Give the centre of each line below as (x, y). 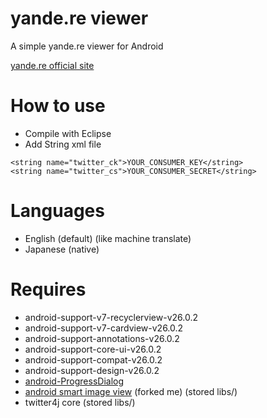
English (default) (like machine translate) (108, 238)
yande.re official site (52, 65)
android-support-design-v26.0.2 (92, 370)
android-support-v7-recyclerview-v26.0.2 (111, 317)
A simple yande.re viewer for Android (87, 46)
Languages (57, 211)
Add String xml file (63, 144)
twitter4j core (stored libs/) (80, 402)
